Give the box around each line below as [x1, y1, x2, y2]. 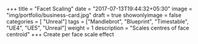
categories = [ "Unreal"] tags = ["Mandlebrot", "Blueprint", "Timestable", [6, 18, 189, 25]
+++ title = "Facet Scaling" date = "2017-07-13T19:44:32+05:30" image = [6, 5, 193, 12]
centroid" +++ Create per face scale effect [6, 31, 115, 38]
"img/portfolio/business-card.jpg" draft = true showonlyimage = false [6, 11, 182, 19]
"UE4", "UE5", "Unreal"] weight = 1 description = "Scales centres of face [6, 24, 189, 31]
